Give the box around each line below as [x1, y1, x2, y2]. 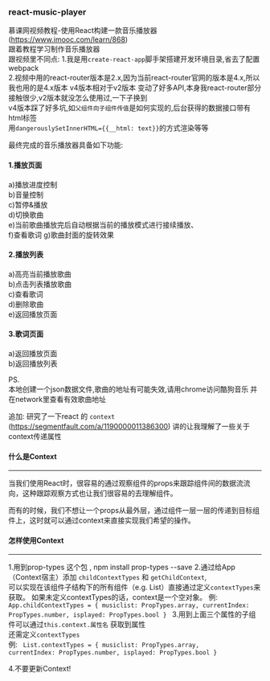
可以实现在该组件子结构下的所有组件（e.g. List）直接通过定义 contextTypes [8, 582, 254, 593]
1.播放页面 [8, 160, 43, 170]
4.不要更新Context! [8, 664, 72, 674]
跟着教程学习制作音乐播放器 [8, 44, 100, 54]
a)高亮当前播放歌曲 [8, 269, 72, 279]
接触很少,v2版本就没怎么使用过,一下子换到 [8, 93, 148, 103]
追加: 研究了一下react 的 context [8, 411, 115, 420]
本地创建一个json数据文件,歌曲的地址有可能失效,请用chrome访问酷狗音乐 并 [8, 384, 258, 394]
